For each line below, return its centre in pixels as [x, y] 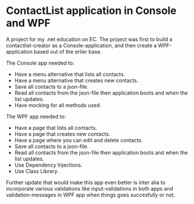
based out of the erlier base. [68, 51]
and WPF [28, 23]
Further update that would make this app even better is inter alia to [86, 182]
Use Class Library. [36, 171]
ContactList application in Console [91, 11]
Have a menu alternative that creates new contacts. [76, 80]
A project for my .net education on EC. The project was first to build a [89, 39]
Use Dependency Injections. [48, 165]
